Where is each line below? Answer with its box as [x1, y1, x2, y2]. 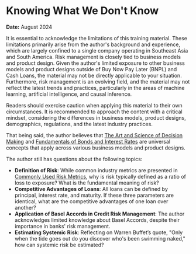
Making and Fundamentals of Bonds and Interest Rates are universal [6, 138, 171, 145]
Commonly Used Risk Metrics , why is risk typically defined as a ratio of [14, 173, 186, 180]
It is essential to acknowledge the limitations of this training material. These [6, 34, 188, 41]
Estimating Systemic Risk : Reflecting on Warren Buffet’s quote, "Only [14, 229, 183, 236]
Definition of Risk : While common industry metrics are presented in [14, 166, 178, 173]
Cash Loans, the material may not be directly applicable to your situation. [6, 72, 183, 79]
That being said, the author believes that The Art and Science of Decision [6, 131, 183, 138]
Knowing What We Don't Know [6, 4, 159, 18]
